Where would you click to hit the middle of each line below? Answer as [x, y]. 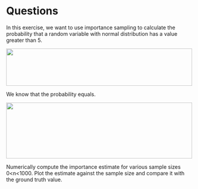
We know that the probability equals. [51, 94]
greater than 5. [24, 40]
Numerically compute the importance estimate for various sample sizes [94, 167]
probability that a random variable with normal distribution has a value [92, 33]
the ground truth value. [34, 179]
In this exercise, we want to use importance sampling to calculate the [91, 27]
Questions [32, 11]
